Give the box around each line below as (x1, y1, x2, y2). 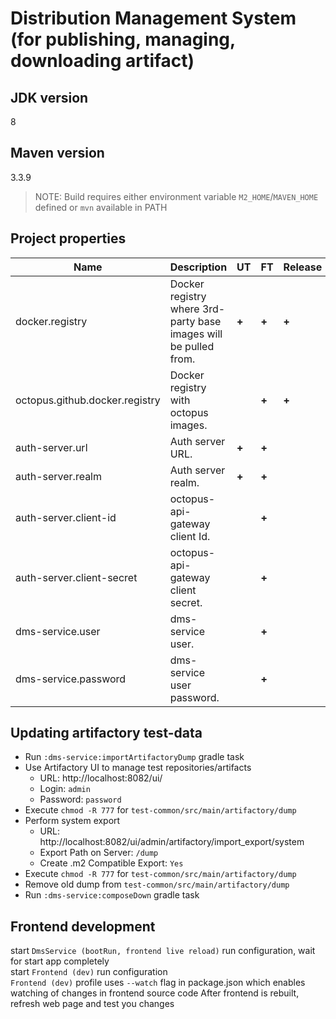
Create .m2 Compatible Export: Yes (39, 857, 184, 869)
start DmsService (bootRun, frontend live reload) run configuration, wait (10, 945, 316, 957)
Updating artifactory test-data (10, 725, 203, 742)
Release (283, 260, 323, 274)
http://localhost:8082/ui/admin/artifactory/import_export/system (39, 836, 305, 848)
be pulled (169, 339, 215, 353)
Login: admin (39, 783, 91, 795)
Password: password (39, 793, 122, 806)
